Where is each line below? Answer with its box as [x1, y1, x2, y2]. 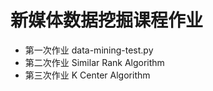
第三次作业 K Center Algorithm [24, 69, 151, 81]
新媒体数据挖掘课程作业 [10, 9, 204, 32]
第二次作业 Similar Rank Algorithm [24, 56, 165, 68]
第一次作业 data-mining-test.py [24, 44, 154, 56]
